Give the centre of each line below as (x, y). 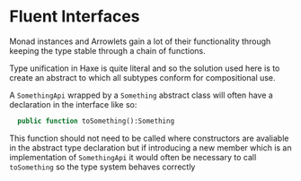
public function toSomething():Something (96, 121)
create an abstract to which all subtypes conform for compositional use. (142, 77)
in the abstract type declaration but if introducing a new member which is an (150, 147)
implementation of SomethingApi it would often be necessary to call (133, 157)
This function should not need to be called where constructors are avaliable (149, 138)
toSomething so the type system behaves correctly (102, 167)
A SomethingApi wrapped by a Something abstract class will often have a (142, 95)
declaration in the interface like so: (73, 104)
